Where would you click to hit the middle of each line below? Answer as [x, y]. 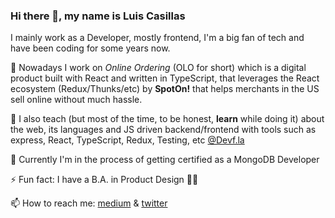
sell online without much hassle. [76, 100]
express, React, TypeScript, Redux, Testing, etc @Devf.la [127, 140]
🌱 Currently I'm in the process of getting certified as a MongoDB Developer [165, 160]
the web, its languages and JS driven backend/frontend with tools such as [163, 130]
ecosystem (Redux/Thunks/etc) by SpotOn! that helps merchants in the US [165, 89]
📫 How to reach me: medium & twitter [89, 203]
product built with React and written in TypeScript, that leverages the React [165, 78]
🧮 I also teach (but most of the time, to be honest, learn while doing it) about [167, 119]
